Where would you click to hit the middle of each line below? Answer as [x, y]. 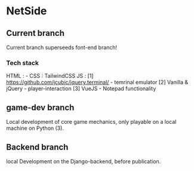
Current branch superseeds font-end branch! [62, 47]
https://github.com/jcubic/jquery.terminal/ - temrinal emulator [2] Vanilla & [97, 83]
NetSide [27, 11]
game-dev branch [40, 107]
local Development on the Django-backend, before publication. [84, 161]
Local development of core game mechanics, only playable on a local [91, 122]
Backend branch [37, 147]
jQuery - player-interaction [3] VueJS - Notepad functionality [81, 88]
